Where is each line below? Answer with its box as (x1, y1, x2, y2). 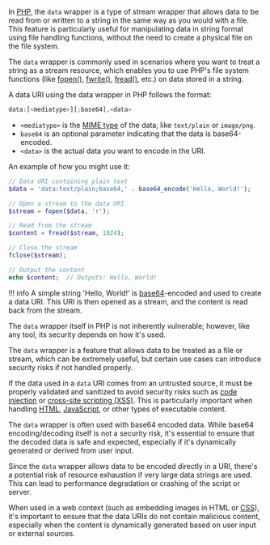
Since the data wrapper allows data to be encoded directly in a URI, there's (8, 461, 258, 470)
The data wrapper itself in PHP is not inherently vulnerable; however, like (8, 321, 251, 330)
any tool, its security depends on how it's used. (8, 330, 166, 339)
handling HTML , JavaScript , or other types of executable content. (8, 404, 227, 414)
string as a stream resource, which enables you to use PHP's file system (8, 66, 249, 75)
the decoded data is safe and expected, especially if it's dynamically (8, 436, 237, 446)
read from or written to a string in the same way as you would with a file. (8, 15, 249, 25)
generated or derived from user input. (8, 445, 134, 455)
